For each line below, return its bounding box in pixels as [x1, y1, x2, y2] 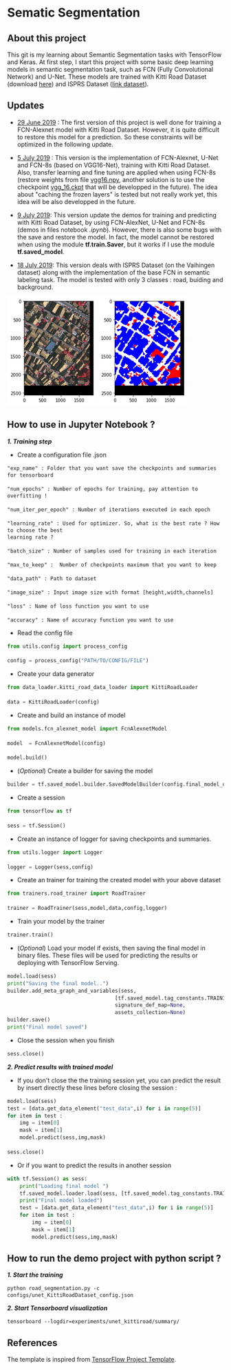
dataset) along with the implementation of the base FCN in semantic [16, 268, 210, 277]
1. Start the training [7, 1271, 63, 1279]
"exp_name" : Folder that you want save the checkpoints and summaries [7, 464, 217, 472]
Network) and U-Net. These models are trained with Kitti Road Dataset [7, 72, 207, 81]
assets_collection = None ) [114, 1009, 186, 1016]
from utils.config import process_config [7, 643, 128, 650]
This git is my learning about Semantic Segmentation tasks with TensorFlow [7, 50, 222, 59]
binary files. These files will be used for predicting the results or [16, 951, 198, 960]
